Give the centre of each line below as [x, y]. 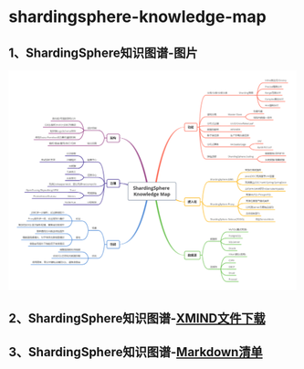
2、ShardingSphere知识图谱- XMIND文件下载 [137, 318]
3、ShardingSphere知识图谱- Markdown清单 [136, 352]
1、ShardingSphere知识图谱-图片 [103, 53]
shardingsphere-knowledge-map [137, 17]
